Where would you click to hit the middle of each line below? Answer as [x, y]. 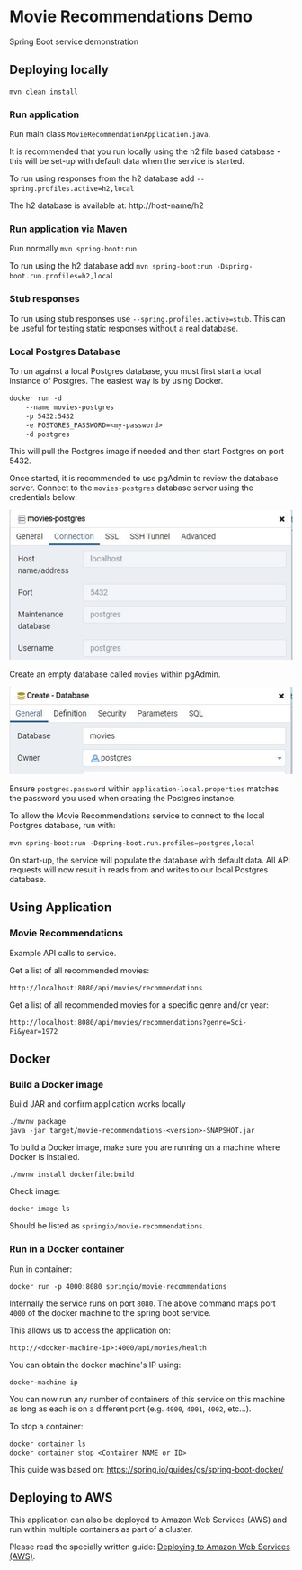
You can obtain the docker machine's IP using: [95, 1365]
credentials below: [44, 497]
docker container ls [48, 1444]
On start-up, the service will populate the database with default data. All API [150, 860]
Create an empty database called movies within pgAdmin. [115, 674]
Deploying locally [59, 70]
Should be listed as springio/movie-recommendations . [107, 1226]
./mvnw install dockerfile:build [72, 1175]
